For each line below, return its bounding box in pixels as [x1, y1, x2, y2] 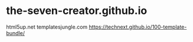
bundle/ [6, 29, 25, 36]
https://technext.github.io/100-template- [89, 23, 187, 30]
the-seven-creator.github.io [6, 4, 148, 17]
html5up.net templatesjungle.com [6, 23, 88, 30]
